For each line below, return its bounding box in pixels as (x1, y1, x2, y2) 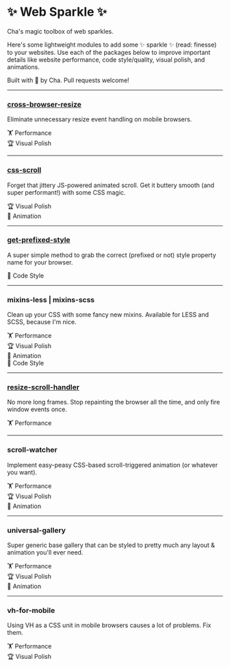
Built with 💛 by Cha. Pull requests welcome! (7, 76, 130, 84)
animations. (7, 62, 40, 71)
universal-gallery (7, 525, 66, 535)
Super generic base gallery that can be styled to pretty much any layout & (7, 541, 216, 549)
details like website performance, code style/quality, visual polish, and (7, 56, 205, 64)
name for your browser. (7, 258, 73, 266)
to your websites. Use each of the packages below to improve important (7, 48, 211, 56)
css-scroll (7, 165, 42, 175)
